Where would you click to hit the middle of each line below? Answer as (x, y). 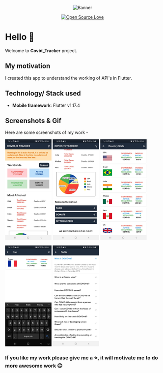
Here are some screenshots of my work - (47, 132)
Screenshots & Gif (33, 121)
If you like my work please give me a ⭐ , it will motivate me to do (81, 358)
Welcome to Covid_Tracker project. (41, 50)
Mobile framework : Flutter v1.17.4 (46, 105)
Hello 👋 (20, 37)
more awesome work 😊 (34, 366)
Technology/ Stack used (43, 93)
